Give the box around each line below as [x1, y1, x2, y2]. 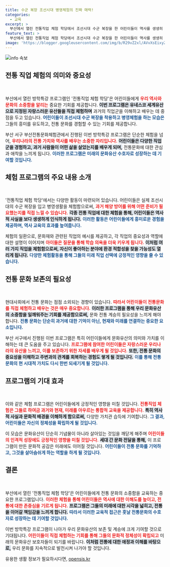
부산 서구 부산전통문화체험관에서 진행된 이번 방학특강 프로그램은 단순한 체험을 [5, 131, 158, 137]
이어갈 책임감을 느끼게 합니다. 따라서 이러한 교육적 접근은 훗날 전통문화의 [10, 509, 152, 515]
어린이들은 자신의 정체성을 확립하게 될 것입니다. [5, 420, 98, 426]
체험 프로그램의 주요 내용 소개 [5, 173, 92, 181]
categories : [5, 12, 30, 17]
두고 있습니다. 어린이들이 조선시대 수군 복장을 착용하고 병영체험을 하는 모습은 [14, 114, 164, 120]
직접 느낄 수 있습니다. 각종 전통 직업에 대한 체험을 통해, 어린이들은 [26, 210, 155, 216]
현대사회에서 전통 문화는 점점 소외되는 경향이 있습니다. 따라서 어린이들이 [5, 299, 147, 305]
